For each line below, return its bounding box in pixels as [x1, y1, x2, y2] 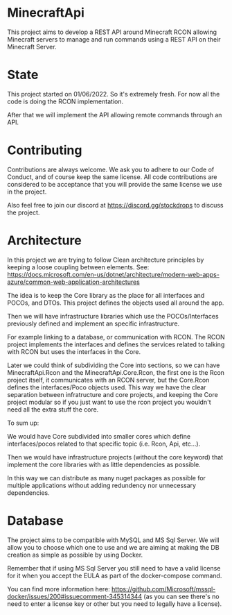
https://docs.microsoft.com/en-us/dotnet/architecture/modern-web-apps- [7, 270, 220, 278]
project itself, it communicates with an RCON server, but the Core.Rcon [7, 376, 210, 384]
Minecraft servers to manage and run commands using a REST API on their [7, 35, 221, 43]
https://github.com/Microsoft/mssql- [111, 584, 216, 593]
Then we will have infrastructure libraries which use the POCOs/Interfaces [7, 312, 220, 320]
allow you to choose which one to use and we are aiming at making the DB [7, 543, 220, 551]
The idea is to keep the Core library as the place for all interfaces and [7, 291, 205, 299]
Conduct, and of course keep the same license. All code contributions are [7, 172, 217, 181]
